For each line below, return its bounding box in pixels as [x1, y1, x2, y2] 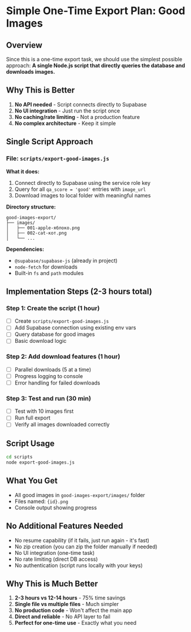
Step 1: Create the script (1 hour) [6, 304, 100, 312]
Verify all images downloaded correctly [14, 421, 110, 428]
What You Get [6, 476, 58, 486]
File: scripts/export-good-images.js [6, 154, 110, 163]
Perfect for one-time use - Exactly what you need [14, 620, 137, 627]
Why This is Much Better [6, 578, 98, 588]
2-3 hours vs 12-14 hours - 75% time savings [14, 594, 126, 601]
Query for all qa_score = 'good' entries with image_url [14, 186, 146, 193]
